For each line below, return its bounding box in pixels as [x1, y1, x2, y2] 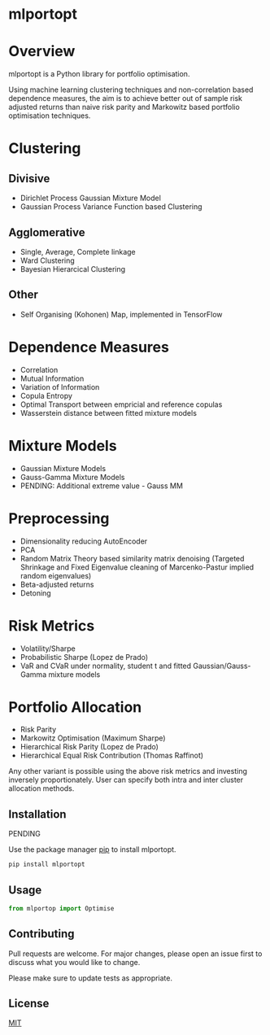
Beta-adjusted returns [20, 579, 94, 589]
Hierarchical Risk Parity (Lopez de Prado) [20, 742, 159, 752]
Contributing [8, 927, 75, 941]
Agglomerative [8, 225, 85, 239]
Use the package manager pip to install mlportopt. [8, 845, 176, 854]
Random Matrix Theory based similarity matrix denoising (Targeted [20, 553, 245, 563]
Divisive [8, 172, 50, 186]
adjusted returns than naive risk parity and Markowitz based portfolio [8, 103, 240, 112]
